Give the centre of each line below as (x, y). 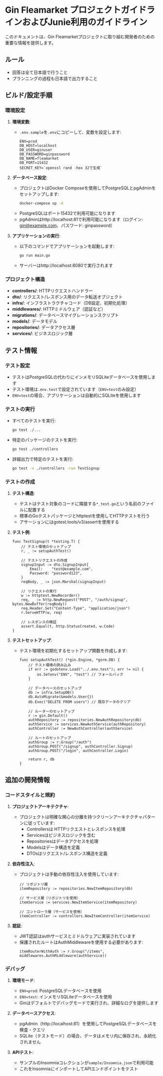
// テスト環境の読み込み (50, 665)
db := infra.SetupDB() (51, 693)
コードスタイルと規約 (30, 795)
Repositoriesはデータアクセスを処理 (63, 841)
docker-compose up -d (41, 203)
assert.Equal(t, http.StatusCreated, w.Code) (68, 627)
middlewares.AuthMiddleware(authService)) (63, 956)
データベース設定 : (30, 178)
